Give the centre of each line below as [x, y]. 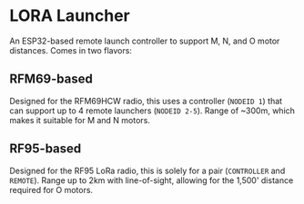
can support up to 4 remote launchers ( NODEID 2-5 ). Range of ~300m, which [152, 111]
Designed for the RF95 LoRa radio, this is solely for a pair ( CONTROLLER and [147, 170]
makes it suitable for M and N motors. [80, 120]
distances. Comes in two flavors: [71, 50]
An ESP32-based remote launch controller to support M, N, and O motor [145, 41]
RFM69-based [51, 79]
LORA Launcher [70, 16]
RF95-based [46, 149]
